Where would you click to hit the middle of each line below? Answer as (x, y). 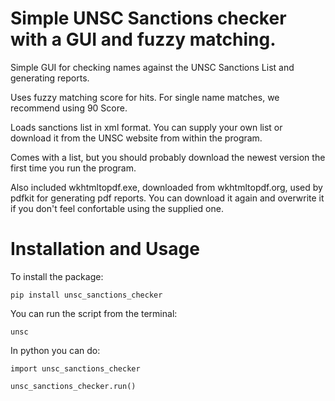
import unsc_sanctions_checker (75, 368)
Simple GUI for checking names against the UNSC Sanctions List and (152, 67)
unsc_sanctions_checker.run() (73, 386)
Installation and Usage (105, 249)
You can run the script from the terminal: (94, 313)
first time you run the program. (73, 168)
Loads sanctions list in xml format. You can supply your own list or (146, 127)
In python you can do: (55, 350)
